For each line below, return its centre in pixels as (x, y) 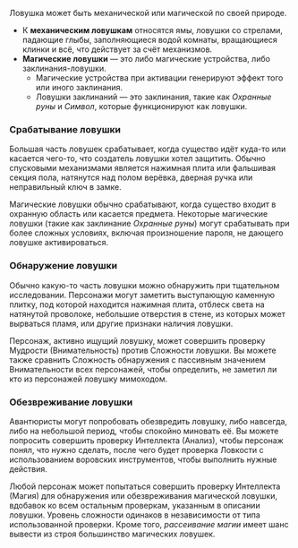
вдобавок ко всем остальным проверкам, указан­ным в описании (135, 505)
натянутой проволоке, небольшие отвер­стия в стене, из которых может (148, 313)
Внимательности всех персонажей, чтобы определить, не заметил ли (143, 369)
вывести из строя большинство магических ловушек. (112, 534)
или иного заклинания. (79, 87)
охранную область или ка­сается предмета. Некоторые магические (139, 214)
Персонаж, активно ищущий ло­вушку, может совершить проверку (137, 340)
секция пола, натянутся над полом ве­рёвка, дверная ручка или (131, 177)
